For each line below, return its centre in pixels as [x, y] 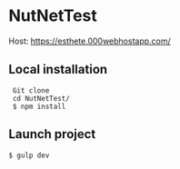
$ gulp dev [29, 155]
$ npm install [39, 106]
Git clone [31, 90]
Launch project [52, 134]
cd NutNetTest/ [41, 98]
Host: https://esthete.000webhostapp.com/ [90, 41]
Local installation [58, 70]
